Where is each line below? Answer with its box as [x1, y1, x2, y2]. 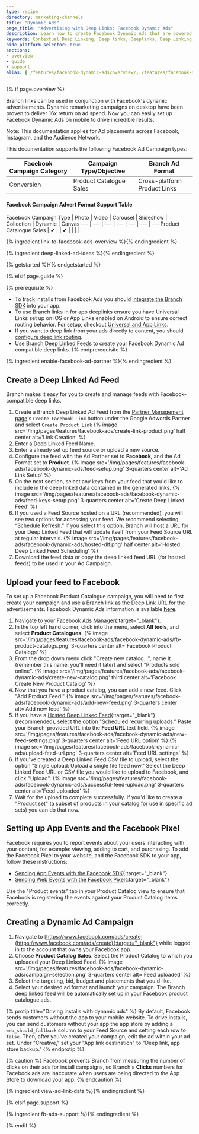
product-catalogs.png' [14, 642, 70, 650]
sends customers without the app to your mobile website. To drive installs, [6, 1013, 188, 1021]
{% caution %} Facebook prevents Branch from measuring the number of [6, 1057, 185, 1064]
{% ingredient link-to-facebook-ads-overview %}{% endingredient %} [6, 238, 178, 245]
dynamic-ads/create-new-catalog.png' [14, 674, 111, 681]
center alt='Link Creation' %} [14, 434, 86, 441]
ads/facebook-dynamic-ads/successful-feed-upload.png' [14, 781, 156, 788]
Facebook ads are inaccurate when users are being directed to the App [6, 1069, 180, 1076]
